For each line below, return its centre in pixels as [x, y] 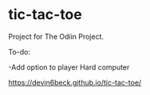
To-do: [19, 51]
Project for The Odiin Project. [56, 36]
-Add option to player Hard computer [69, 67]
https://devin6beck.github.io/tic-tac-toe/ [75, 82]
